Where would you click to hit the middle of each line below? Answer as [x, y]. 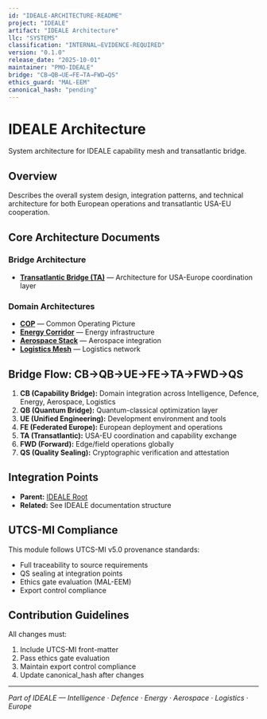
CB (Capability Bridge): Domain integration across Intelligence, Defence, [139, 393]
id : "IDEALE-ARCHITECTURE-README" [66, 16]
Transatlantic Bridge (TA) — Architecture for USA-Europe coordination [136, 277]
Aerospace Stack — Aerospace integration [90, 341]
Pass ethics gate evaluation [64, 658]
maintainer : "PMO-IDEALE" [51, 68]
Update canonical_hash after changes [82, 675]
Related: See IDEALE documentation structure [95, 505]
